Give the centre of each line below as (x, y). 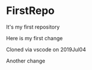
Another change (26, 61)
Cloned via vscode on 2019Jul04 (46, 49)
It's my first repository (33, 27)
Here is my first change (34, 38)
